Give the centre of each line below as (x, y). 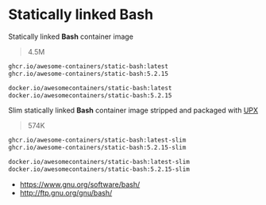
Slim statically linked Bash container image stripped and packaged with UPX (133, 110)
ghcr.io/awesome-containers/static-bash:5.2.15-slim (97, 148)
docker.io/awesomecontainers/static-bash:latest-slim (99, 162)
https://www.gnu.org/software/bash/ (80, 184)
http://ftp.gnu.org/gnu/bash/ (66, 192)
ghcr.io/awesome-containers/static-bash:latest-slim (97, 140)
